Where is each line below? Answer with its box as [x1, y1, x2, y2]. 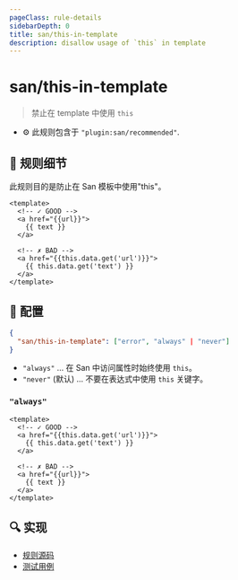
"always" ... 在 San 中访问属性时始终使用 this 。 [21, 363, 197, 373]
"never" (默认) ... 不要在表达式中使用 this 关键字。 [21, 373, 208, 384]
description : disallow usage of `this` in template [9, 38, 206, 48]
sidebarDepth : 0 [9, 22, 70, 31]
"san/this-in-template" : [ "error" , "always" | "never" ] [17, 337, 230, 346]
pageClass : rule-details [9, 13, 102, 22]
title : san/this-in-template [9, 30, 118, 39]
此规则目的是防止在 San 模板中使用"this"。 [9, 181, 166, 191]
